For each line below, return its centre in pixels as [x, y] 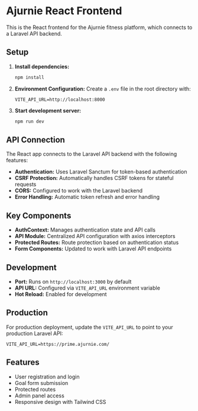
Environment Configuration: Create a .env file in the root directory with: [103, 89]
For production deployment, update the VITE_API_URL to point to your [90, 327]
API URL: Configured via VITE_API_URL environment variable [87, 288]
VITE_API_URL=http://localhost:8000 [60, 99]
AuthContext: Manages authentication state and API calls [85, 230]
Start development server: [48, 110]
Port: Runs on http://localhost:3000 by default [73, 281]
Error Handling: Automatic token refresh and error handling [87, 197]
